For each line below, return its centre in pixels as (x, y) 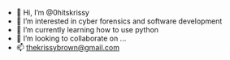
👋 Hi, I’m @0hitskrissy (52, 13)
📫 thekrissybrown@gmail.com (68, 47)
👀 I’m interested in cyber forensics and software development (119, 21)
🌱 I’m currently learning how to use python (87, 30)
